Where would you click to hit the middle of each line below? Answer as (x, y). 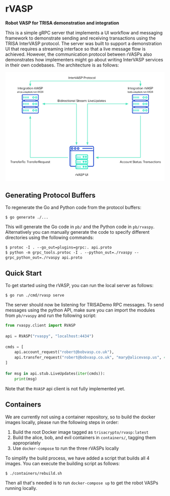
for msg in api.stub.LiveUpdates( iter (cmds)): (55, 373)
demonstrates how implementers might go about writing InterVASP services (84, 59)
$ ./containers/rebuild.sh (34, 473)
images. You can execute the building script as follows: (62, 463)
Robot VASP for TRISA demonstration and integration (62, 23)
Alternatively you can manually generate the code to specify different (77, 232)
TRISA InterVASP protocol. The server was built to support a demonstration (83, 43)
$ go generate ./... (27, 218)
